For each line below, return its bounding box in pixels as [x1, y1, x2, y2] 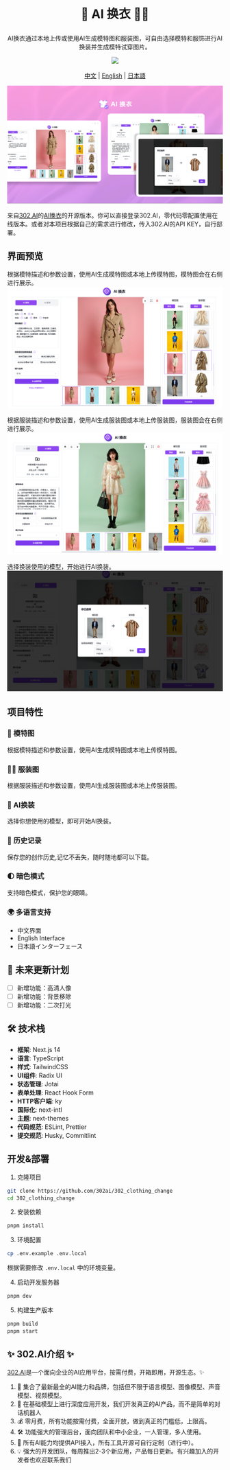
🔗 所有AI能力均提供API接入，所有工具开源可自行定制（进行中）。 [16, 1438, 197, 1447]
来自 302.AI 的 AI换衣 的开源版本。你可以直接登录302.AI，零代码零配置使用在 [7, 211, 218, 220]
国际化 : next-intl [16, 1106, 63, 1114]
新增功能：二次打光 [16, 1001, 72, 1010]
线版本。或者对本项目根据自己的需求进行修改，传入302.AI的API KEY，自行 [7, 220, 217, 228]
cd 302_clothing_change [7, 1195, 75, 1202]
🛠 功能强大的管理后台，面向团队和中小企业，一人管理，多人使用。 [16, 1427, 205, 1436]
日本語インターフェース [16, 942, 84, 950]
